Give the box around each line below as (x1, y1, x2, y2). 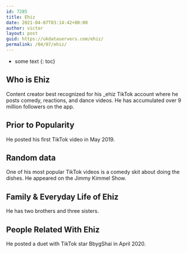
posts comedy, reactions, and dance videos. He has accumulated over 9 (6, 97, 181, 104)
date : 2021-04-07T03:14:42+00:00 (6, 19, 88, 25)
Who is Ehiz (6, 75, 50, 85)
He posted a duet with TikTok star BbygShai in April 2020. (6, 240, 146, 247)
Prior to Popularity (6, 120, 75, 130)
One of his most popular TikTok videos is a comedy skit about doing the (6, 169, 180, 176)
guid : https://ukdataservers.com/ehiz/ (6, 36, 104, 42)
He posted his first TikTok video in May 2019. (6, 136, 115, 143)
